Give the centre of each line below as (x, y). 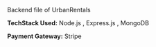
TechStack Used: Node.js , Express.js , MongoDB (78, 23)
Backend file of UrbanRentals (49, 10)
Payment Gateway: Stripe (44, 36)
